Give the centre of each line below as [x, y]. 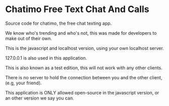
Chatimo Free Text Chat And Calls [77, 9]
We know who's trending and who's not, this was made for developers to [81, 33]
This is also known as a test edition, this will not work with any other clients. [84, 68]
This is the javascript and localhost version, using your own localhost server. [84, 48]
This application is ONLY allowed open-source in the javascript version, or [82, 92]
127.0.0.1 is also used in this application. [46, 58]
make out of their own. [29, 38]
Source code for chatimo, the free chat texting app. [59, 23]
